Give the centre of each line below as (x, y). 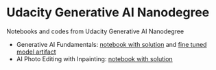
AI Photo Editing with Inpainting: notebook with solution (94, 58)
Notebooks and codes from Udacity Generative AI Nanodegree (95, 31)
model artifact (36, 52)
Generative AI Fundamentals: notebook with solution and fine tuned (111, 44)
